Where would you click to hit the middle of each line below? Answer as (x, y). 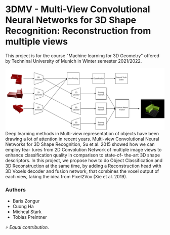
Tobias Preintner (30, 217)
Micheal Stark (27, 212)
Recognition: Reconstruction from (78, 31)
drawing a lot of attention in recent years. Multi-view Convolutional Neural (82, 139)
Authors (16, 190)
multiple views (37, 42)
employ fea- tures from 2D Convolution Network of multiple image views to (83, 150)
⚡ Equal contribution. (27, 227)
